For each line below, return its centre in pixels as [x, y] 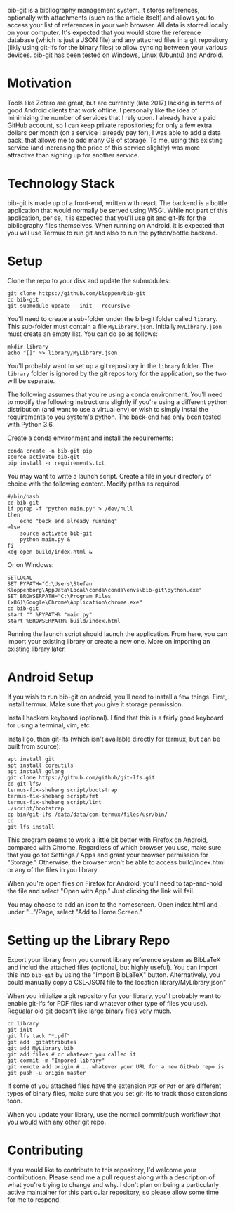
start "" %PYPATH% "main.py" [50, 614]
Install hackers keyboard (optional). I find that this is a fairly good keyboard [115, 718]
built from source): [34, 746]
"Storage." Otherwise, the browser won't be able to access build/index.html [116, 862]
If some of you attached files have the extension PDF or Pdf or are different [114, 1086]
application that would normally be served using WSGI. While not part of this [117, 210]
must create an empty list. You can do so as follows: [82, 334]
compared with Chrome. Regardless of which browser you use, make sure [114, 847]
